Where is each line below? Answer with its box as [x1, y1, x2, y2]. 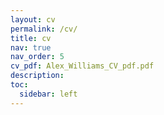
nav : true [10, 42, 52, 53]
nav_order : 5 [10, 52, 65, 62]
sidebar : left [19, 89, 78, 99]
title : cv [10, 33, 52, 43]
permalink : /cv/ [10, 24, 78, 34]
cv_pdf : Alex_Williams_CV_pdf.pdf [10, 61, 155, 71]
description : [10, 71, 65, 81]
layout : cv [10, 14, 56, 25]
